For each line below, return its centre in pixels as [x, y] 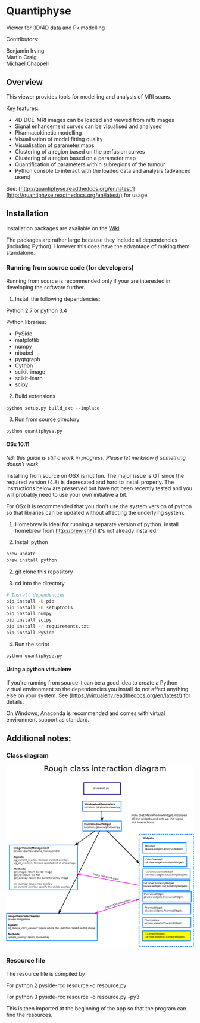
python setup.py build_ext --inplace [53, 408]
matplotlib [27, 340]
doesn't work [22, 464]
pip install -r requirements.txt [48, 627]
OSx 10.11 [18, 444]
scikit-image [30, 371]
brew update [21, 554]
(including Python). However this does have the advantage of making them [98, 246]
